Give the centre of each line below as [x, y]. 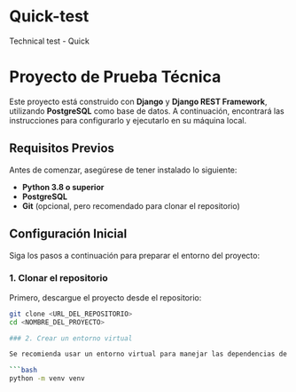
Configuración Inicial [68, 234]
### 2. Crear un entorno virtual [71, 338]
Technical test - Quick [50, 41]
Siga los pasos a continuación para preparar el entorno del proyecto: [134, 255]
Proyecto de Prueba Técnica [115, 77]
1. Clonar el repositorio [58, 278]
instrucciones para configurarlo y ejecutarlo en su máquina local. [128, 120]
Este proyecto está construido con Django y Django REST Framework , [138, 101]
